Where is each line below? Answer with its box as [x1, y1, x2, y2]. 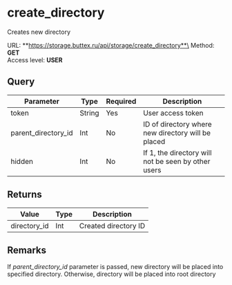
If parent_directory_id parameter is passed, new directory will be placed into [7, 263, 224, 271]
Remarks [7, 244, 47, 256]
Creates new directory [7, 28, 71, 36]
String [79, 108, 99, 118]
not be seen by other [142, 156, 211, 166]
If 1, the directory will [142, 147, 212, 157]
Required [106, 96, 137, 106]
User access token [142, 108, 204, 118]
